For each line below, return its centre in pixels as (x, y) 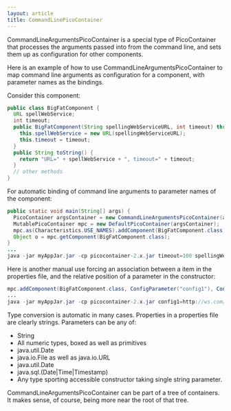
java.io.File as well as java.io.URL (64, 357)
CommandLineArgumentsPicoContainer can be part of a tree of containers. (113, 392)
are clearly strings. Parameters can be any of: (72, 322)
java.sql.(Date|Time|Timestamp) (63, 372)
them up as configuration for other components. (75, 54)
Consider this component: (44, 95)
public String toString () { (54, 153)
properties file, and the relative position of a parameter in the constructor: (111, 276)
